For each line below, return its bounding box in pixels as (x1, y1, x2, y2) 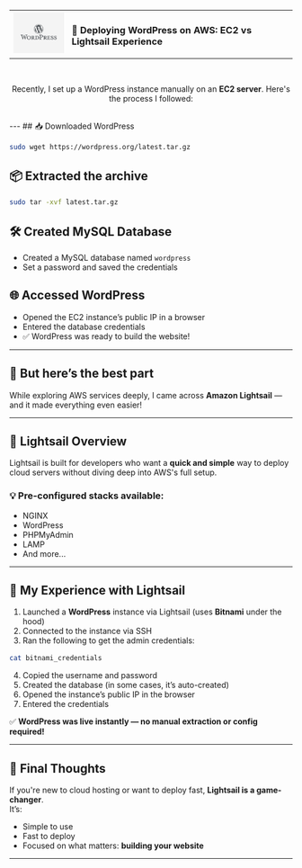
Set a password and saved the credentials (22, 262, 178, 273)
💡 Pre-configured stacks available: (9, 489, 164, 502)
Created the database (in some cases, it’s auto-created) (22, 680, 229, 691)
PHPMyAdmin (22, 529, 74, 540)
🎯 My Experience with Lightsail (9, 583, 186, 598)
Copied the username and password (22, 670, 158, 681)
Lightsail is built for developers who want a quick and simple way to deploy (9, 458, 289, 469)
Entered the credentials (22, 699, 110, 710)
